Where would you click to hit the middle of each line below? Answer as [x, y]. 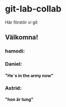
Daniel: [14, 64]
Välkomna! [22, 37]
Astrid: [13, 88]
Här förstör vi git [21, 22]
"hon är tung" [19, 99]
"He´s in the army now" [29, 75]
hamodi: [15, 51]
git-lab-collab [33, 9]
